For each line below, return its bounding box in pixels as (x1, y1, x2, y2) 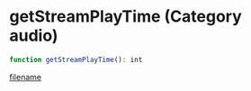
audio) (9, 25, 58, 46)
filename (9, 71, 42, 82)
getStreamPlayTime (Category (9, 6, 242, 27)
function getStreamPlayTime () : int (9, 55, 143, 64)
